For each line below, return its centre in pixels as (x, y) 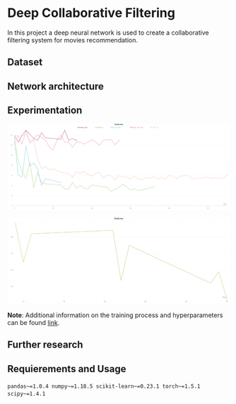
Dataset (25, 63)
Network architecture (56, 86)
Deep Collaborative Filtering (91, 13)
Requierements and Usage (67, 369)
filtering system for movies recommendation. (72, 40)
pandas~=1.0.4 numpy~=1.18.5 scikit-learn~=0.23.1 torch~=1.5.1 (104, 386)
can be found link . (34, 322)
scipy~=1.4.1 (26, 394)
